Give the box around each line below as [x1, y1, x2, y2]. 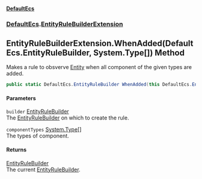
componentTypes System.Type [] [6, 126, 82, 133]
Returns [6, 146, 27, 153]
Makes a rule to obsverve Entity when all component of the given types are [6, 64, 192, 71]
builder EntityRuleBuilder [6, 108, 69, 115]
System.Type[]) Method [93, 47, 185, 58]
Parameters [6, 94, 36, 102]
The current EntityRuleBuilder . [6, 166, 81, 173]
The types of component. [6, 132, 69, 139]
